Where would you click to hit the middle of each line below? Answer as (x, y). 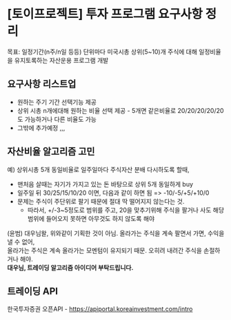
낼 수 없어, (21, 242)
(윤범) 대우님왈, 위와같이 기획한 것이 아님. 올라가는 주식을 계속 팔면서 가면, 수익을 (116, 233)
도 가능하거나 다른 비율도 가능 (57, 119)
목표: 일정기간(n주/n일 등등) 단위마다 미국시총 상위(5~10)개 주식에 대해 (102, 52)
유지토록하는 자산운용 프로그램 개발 (61, 60)
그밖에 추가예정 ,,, (41, 127)
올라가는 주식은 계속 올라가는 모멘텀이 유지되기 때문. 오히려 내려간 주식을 (104, 250)
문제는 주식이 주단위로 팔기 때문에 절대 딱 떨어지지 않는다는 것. (101, 201)
